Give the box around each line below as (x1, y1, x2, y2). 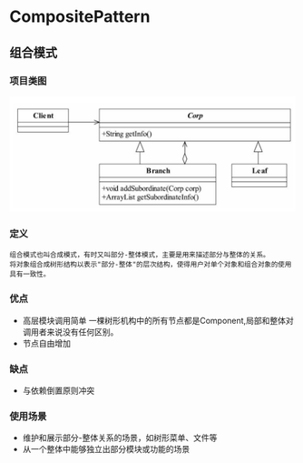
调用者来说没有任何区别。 (22, 326, 119, 337)
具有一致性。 (9, 270, 51, 279)
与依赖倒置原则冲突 (22, 385, 95, 397)
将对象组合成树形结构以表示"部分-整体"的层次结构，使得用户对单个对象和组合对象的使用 (9, 260, 292, 269)
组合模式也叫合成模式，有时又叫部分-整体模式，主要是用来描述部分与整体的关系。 (9, 250, 270, 260)
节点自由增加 (22, 337, 71, 348)
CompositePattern (9, 6, 151, 27)
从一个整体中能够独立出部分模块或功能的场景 (22, 444, 191, 455)
